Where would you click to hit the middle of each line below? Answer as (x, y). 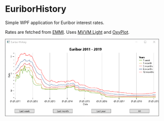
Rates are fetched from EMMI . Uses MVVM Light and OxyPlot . (67, 32)
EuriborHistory (36, 9)
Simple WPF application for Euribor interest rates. (55, 23)
